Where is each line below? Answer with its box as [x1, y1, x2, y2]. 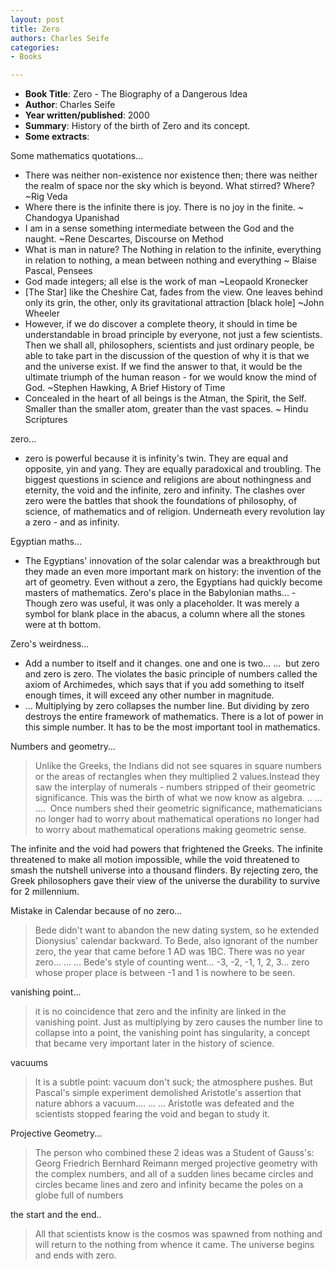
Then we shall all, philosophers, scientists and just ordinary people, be [24, 339, 315, 351]
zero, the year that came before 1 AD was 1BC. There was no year [34, 946, 306, 958]
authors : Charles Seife [10, 33, 110, 43]
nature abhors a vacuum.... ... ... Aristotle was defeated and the [34, 1097, 295, 1110]
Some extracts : [24, 131, 90, 143]
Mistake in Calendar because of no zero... [10, 905, 183, 917]
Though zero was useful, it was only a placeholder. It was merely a [24, 597, 300, 610]
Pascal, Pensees [24, 265, 93, 277]
